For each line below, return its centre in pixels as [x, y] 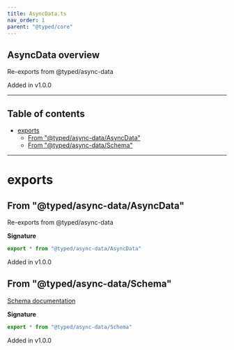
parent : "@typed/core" [40, 26]
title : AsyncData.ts [37, 14]
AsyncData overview [54, 55]
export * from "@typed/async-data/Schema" [70, 327]
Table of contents [46, 113]
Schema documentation [41, 300]
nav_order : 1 [26, 20]
